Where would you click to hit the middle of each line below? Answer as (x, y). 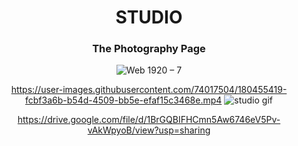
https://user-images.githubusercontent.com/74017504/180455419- (149, 90)
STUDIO (149, 17)
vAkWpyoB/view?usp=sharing (149, 130)
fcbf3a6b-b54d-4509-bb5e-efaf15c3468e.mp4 (124, 100)
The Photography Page (149, 49)
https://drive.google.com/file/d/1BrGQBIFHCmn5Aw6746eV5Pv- (149, 120)
